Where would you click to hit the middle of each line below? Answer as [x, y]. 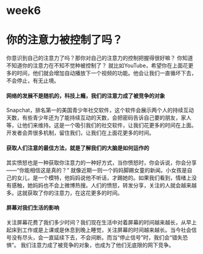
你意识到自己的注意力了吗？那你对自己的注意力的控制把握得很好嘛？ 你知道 [100, 58]
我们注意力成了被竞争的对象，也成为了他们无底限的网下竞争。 [98, 245]
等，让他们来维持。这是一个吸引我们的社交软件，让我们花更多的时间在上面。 [101, 125]
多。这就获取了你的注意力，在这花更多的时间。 [64, 193]
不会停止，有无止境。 [33, 81]
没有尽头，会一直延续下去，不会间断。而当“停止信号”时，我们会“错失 [97, 237]
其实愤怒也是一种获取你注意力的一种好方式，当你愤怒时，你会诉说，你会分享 [101, 162]
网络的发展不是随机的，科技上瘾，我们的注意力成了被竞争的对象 [85, 96]
